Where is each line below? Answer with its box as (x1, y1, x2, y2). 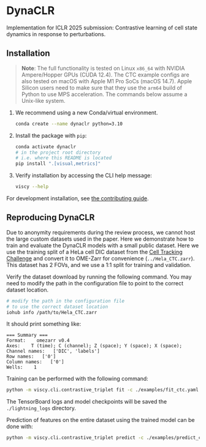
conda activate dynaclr (15, 143, 77, 150)
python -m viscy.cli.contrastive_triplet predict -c (6, 435, 144, 441)
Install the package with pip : (15, 132, 87, 139)
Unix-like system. (21, 97, 66, 104)
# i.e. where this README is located (15, 155, 112, 161)
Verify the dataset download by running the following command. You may (6, 273, 192, 280)
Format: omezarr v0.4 (6, 337, 70, 344)
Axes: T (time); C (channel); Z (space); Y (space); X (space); (6, 343, 183, 349)
